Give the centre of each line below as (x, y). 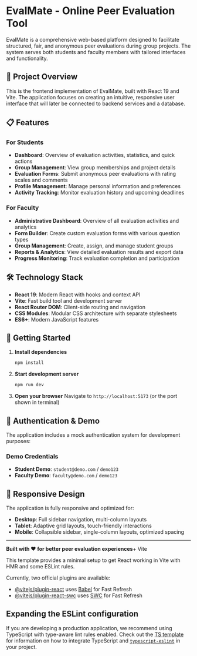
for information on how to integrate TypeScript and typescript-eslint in (93, 640)
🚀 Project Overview (42, 77)
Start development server (47, 374)
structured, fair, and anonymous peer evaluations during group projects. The (98, 46)
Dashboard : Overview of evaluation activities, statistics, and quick (94, 155)
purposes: (18, 441)
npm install (29, 363)
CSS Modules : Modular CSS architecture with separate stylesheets (96, 313)
